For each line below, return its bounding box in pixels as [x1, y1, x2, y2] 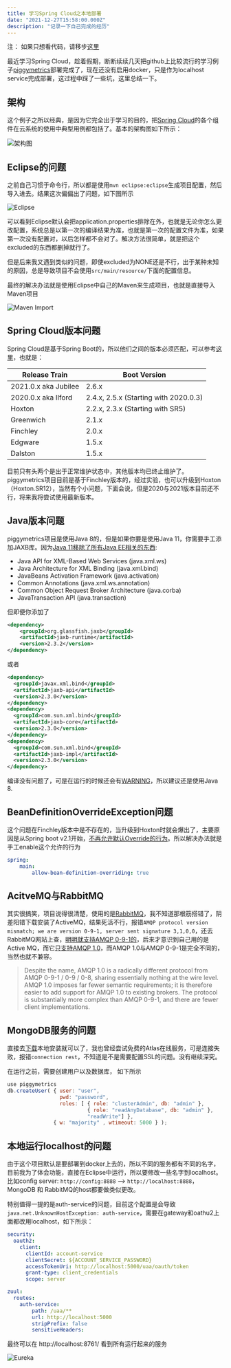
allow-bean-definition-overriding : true [32, 869, 149, 876]
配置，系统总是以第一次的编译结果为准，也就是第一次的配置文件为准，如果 [12, 226, 224, 234]
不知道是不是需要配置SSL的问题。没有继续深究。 [83, 1053, 221, 1061]
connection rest [31, 1054, 78, 1061]
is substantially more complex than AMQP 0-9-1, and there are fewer [23, 995, 219, 1004]
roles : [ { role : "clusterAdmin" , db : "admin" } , [59, 1100, 205, 1107]
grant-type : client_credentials [25, 1270, 118, 1277]
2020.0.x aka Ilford [10, 393, 73, 402]
